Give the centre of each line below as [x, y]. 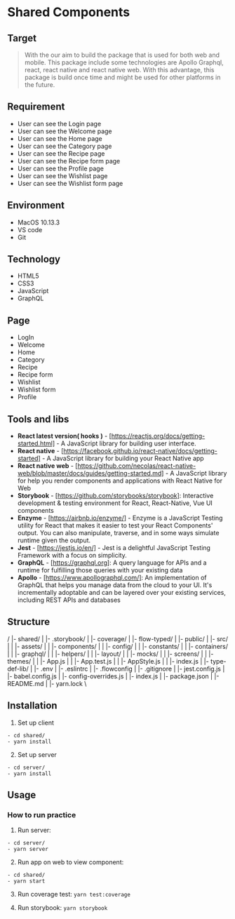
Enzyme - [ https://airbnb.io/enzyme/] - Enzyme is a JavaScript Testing [120, 518]
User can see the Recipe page [61, 153]
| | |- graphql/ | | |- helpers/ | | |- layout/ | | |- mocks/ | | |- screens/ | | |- [110, 654]
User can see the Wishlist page [62, 175]
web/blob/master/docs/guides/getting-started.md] [90, 474]
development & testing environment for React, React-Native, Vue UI [115, 503]
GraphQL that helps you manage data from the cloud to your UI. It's [115, 585]
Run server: [34, 830]
